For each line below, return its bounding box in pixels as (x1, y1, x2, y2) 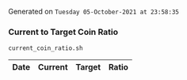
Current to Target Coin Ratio (8, 26, 119, 37)
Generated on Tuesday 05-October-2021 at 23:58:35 (8, 7, 180, 16)
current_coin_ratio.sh (8, 44, 83, 52)
